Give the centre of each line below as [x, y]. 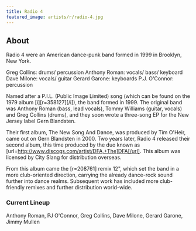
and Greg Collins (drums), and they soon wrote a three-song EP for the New [97, 115]
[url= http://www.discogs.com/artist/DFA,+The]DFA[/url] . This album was [93, 151]
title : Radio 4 [25, 11]
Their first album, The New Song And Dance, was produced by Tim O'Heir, [96, 133]
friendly [16, 188]
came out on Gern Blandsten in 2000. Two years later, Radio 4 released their [98, 139]
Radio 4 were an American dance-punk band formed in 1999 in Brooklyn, [94, 55]
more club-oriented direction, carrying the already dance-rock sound [90, 175]
